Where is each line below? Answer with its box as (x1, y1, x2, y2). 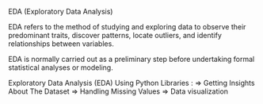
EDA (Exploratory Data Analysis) (8, 7, 113, 16)
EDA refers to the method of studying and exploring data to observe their (8, 22, 246, 31)
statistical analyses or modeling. (8, 63, 113, 72)
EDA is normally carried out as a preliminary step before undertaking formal (8, 55, 255, 64)
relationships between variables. (8, 39, 115, 48)
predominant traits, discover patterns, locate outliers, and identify (8, 31, 222, 40)
